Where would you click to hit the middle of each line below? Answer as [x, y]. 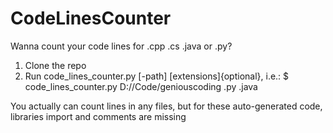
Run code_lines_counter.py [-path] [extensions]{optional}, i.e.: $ [157, 76]
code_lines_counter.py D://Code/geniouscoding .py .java [141, 86]
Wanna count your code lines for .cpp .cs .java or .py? [121, 46]
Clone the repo [55, 65]
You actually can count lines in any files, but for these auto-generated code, [166, 106]
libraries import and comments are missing [98, 116]
